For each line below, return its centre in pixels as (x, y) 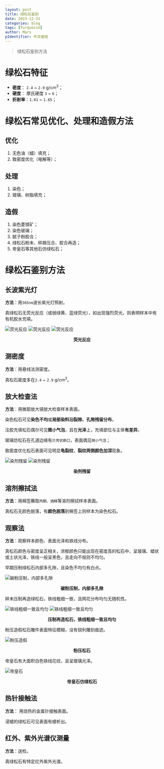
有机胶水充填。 (20, 319)
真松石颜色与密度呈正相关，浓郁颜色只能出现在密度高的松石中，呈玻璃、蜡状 (82, 551)
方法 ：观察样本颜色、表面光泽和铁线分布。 (48, 541)
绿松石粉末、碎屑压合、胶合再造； (46, 243)
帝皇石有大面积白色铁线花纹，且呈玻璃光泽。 (50, 661)
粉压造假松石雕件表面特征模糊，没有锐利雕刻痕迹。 (56, 630)
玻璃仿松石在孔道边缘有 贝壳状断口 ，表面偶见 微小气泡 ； (58, 440)
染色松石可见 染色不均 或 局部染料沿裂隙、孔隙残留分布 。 (61, 419)
